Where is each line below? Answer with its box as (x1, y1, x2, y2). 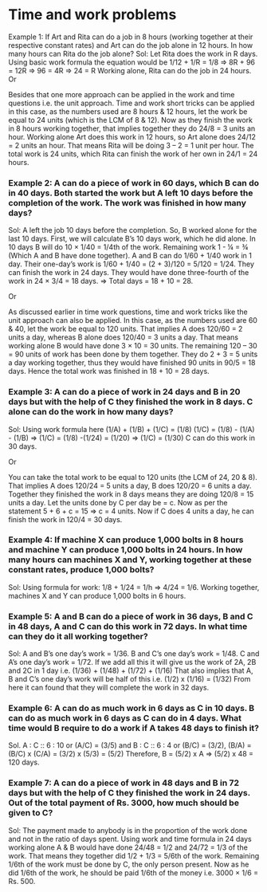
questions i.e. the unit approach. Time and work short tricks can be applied (8, 98, 255, 108)
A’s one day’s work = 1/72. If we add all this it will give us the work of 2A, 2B (8, 658, 257, 667)
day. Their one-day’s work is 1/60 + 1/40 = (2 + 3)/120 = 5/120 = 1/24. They (8, 259, 255, 269)
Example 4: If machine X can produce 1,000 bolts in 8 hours (8, 534, 244, 545)
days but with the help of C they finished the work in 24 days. (8, 788, 251, 799)
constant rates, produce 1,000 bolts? (8, 564, 155, 576)
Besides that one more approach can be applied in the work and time (8, 89, 235, 99)
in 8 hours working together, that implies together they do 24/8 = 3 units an (8, 124, 256, 133)
